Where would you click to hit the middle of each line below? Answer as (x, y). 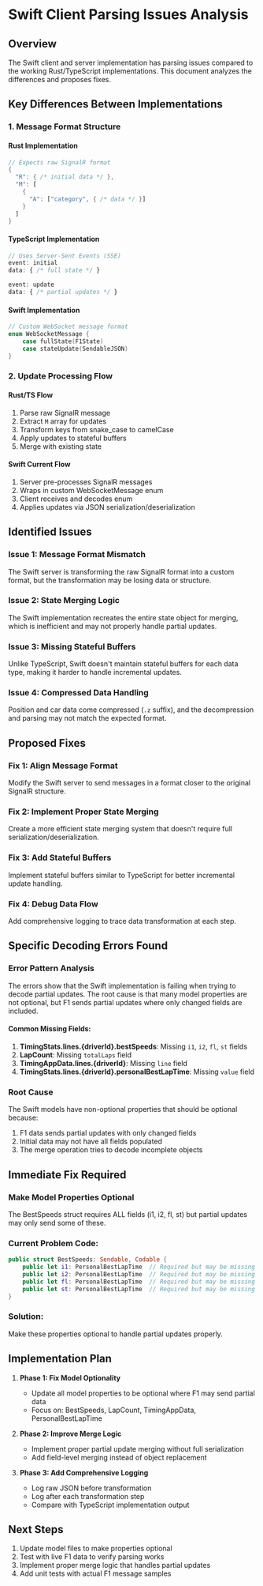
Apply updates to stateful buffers (73, 438)
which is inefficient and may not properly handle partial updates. (113, 626)
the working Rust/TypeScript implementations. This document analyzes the (130, 71)
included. (23, 1011)
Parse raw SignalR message (65, 413)
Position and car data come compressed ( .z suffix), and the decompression (131, 710)
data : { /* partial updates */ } (63, 292)
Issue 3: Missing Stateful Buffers (72, 646)
